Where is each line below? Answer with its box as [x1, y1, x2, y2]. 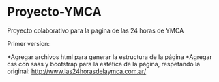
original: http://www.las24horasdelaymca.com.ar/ [7, 67, 147, 75]
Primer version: [7, 39, 50, 47]
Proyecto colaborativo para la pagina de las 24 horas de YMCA [7, 26, 184, 35]
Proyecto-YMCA [7, 4, 102, 20]
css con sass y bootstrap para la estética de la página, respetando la [7, 60, 201, 68]
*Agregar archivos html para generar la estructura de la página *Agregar [7, 52, 213, 61]
